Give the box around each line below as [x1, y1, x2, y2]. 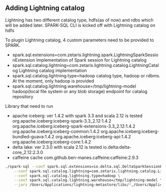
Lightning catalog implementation [19, 67, 87, 73]
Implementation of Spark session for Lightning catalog [36, 57, 147, 63]
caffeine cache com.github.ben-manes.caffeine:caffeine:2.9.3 [12, 155, 139, 160]
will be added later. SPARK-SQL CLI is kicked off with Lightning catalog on [5, 22, 156, 28]
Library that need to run [5, 103, 53, 109]
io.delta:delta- [103, 144, 132, 150]
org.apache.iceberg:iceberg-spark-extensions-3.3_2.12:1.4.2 [12, 123, 136, 129]
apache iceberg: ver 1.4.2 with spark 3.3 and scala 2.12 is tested [12, 113, 143, 119]
